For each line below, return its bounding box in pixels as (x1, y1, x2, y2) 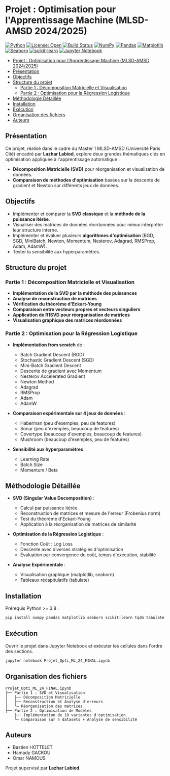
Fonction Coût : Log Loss (20, 541, 73, 547)
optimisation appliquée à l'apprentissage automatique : (5, 156, 120, 162)
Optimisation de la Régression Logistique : (12, 531, 104, 537)
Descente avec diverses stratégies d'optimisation (20, 547, 123, 553)
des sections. (5, 648, 33, 654)
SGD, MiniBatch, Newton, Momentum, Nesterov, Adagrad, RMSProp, (12, 238, 156, 244)
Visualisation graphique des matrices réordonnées (12, 317, 122, 323)
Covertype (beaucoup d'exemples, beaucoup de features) (20, 431, 142, 437)
